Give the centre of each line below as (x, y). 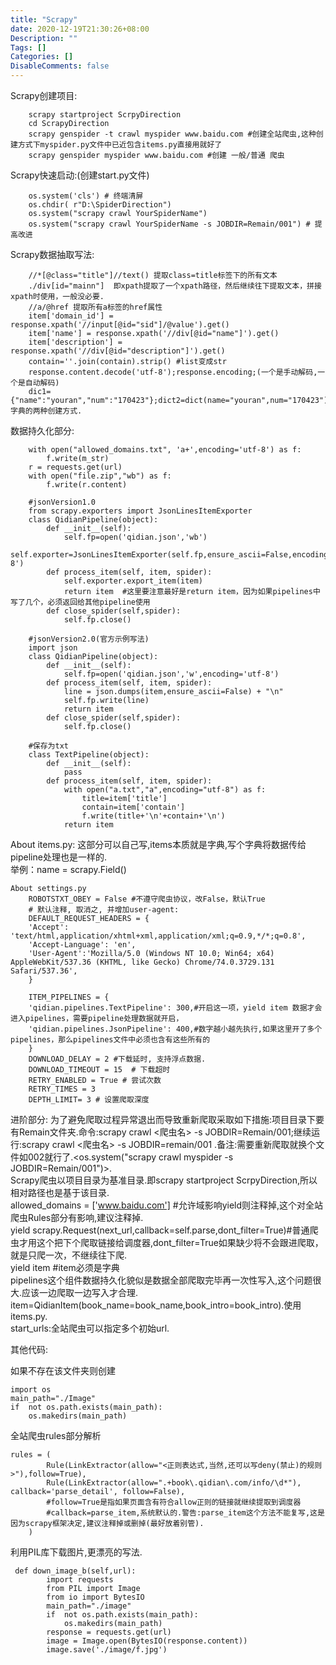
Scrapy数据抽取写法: (52, 254)
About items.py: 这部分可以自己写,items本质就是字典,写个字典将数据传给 (158, 844)
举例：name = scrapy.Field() (68, 869)
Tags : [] (28, 47)
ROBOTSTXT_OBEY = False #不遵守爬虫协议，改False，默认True (147, 899)
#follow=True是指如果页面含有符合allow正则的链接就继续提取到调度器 (174, 1502)
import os (31, 1390)
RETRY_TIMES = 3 (62, 1089)
